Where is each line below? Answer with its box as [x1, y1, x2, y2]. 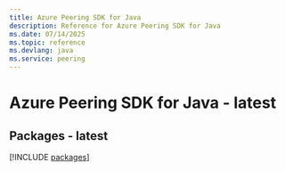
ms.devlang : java [9, 46, 74, 55]
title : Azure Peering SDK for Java [9, 12, 142, 22]
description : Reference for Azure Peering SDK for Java [9, 21, 221, 30]
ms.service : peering [9, 54, 86, 63]
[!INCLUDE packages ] [9, 152, 90, 162]
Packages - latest [9, 128, 109, 143]
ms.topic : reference [9, 37, 86, 47]
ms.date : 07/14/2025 [9, 29, 86, 38]
